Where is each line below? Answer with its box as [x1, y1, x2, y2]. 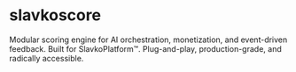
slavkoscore [9, 5, 102, 25]
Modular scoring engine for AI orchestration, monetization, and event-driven [9, 34, 288, 45]
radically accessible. [9, 53, 84, 63]
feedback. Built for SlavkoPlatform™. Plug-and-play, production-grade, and [9, 43, 282, 54]
